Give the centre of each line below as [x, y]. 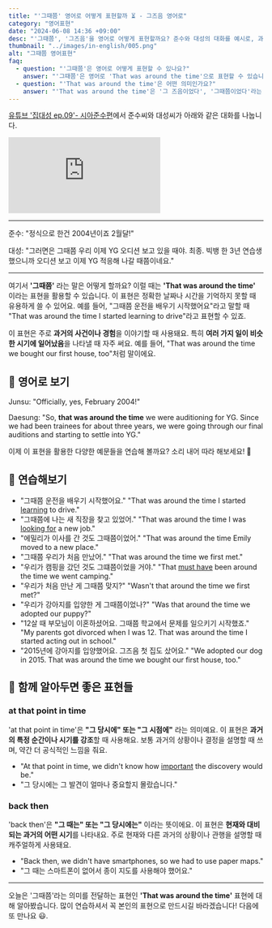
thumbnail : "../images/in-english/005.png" [83, 46]
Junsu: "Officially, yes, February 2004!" [74, 402]
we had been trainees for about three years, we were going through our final [136, 426]
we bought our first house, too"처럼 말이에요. [82, 354]
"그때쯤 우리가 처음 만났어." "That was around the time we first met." [132, 557]
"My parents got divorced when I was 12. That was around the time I [134, 632]
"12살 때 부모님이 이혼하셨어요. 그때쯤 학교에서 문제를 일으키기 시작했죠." [134, 623]
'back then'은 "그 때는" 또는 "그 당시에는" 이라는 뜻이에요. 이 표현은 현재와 [127, 824]
